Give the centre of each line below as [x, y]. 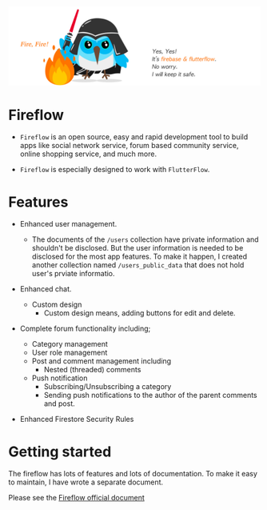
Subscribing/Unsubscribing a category [108, 387]
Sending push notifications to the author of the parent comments [150, 396]
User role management [70, 353]
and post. [60, 404]
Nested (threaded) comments [92, 370]
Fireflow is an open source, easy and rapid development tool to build [134, 137]
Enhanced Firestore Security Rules [77, 420]
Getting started [60, 452]
